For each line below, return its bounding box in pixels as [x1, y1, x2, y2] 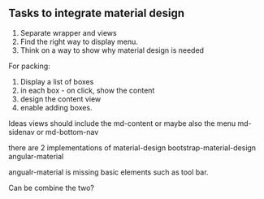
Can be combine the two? [8, 183, 95, 193]
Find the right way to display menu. [19, 37, 138, 46]
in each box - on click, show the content [19, 85, 155, 95]
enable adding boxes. [19, 102, 93, 112]
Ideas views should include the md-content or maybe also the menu [8, 118, 236, 128]
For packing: [8, 61, 50, 71]
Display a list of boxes [19, 76, 94, 86]
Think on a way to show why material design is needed [19, 45, 205, 55]
